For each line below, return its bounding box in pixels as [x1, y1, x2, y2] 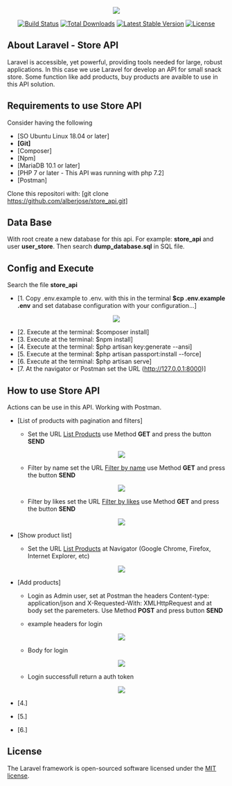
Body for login [27, 646, 69, 655]
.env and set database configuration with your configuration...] [17, 302, 197, 310]
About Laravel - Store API [7, 39, 119, 51]
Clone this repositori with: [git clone [7, 189, 109, 197]
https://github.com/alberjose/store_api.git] [7, 196, 128, 205]
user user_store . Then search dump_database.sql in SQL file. [7, 242, 185, 250]
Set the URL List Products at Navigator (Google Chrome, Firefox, [27, 545, 211, 553]
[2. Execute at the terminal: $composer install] [17, 328, 150, 336]
